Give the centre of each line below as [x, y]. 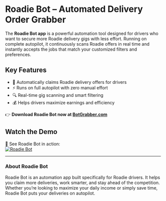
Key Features [26, 70]
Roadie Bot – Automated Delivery [74, 9]
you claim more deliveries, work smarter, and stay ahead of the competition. [83, 183]
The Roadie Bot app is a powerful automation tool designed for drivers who [82, 33]
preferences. [18, 54]
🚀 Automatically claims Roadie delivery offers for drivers [69, 82]
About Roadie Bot [27, 166]
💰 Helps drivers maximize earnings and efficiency [63, 102]
